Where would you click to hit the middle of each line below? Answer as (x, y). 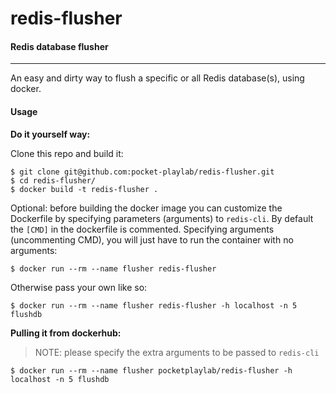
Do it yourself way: (50, 134)
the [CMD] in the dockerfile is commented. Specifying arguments (142, 229)
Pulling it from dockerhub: (66, 333)
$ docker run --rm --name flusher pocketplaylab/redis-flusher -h (151, 370)
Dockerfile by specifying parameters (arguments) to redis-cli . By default (162, 218)
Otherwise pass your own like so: (79, 287)
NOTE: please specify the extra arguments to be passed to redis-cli (177, 352)
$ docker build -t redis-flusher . (84, 189)
